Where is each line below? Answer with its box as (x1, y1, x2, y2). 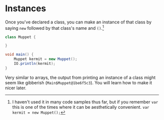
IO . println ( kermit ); (14, 61, 56, 66)
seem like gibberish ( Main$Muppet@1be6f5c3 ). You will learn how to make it (5, 80, 152, 85)
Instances (5, 3, 46, 14)
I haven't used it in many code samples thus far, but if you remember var (12, 99, 159, 105)
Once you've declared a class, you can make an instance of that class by (5, 19, 152, 25)
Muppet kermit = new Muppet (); (14, 57, 78, 61)
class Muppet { (5, 35, 36, 40)
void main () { (5, 52, 34, 57)
